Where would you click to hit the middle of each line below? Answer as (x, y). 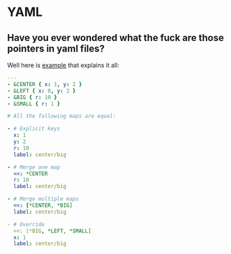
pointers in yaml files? (56, 48)
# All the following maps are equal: (62, 116)
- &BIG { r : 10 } (32, 97)
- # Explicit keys (34, 129)
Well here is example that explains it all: (63, 65)
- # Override (26, 224)
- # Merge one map (34, 167)
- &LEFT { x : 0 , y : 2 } (42, 91)
